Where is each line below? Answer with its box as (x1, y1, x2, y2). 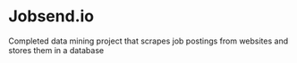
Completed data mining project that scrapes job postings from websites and (8, 35, 288, 46)
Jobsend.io (8, 6, 95, 27)
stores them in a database (8, 44, 105, 55)
